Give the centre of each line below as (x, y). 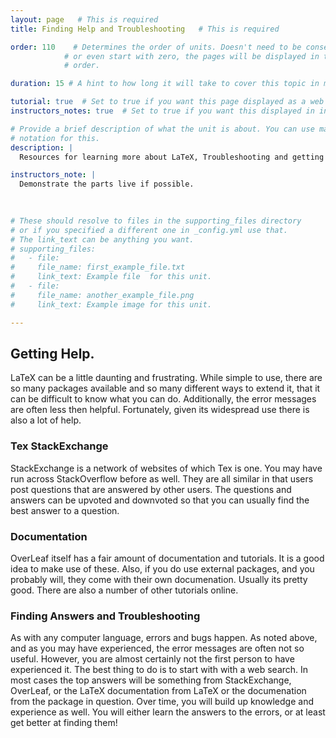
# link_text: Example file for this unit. (111, 277)
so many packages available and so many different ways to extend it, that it (165, 388)
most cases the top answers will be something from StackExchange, (151, 680)
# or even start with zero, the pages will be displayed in (191, 56)
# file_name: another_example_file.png (102, 295)
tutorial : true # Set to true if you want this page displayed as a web (167, 102)
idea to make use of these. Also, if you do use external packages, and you (162, 568)
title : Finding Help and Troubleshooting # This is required (145, 29)
